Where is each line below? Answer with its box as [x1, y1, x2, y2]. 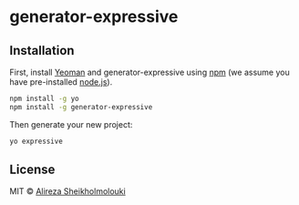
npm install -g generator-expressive [9, 102, 153, 111]
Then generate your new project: [9, 118, 133, 129]
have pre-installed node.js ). [9, 77, 113, 87]
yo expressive [9, 137, 64, 146]
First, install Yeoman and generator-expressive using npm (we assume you [9, 67, 290, 77]
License [9, 162, 56, 178]
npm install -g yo [9, 94, 79, 103]
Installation [9, 43, 75, 58]
